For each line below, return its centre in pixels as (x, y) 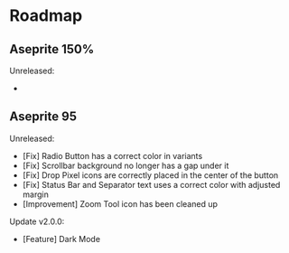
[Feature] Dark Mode (61, 239)
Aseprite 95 (43, 117)
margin (36, 194)
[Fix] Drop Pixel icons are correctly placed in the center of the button (150, 175)
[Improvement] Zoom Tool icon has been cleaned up (120, 203)
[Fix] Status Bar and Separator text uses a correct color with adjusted (151, 184)
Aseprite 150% (52, 49)
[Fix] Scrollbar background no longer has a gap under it (126, 165)
